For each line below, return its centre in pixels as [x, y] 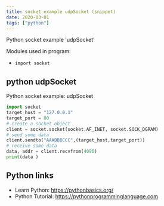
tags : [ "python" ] [28, 23]
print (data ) [22, 157]
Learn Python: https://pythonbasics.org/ [64, 190]
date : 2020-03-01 [28, 17]
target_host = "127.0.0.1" [40, 113]
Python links [30, 176]
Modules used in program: [38, 51]
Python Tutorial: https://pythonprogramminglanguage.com [86, 196]
